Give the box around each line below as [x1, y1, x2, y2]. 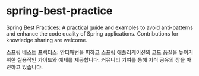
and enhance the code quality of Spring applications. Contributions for [6, 30, 179, 37]
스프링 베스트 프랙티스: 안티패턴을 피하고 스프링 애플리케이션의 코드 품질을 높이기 [6, 49, 194, 56]
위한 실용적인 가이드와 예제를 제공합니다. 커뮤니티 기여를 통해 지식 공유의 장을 [6, 56, 185, 63]
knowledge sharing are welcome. [6, 36, 88, 43]
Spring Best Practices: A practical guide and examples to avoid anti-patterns [6, 24, 193, 31]
